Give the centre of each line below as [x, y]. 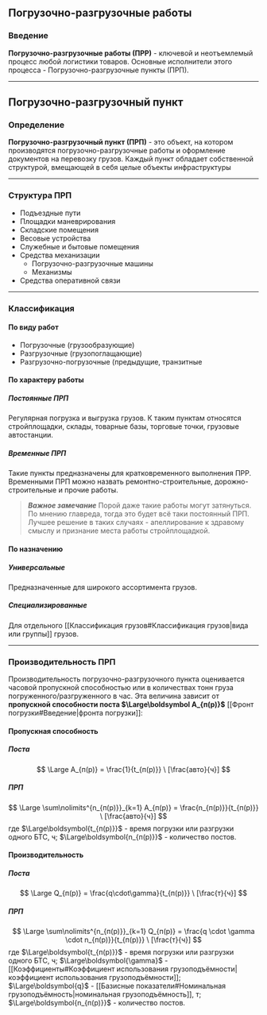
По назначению [36, 549]
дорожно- [231, 482]
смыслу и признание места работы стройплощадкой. [119, 531]
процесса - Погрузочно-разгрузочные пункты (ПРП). [99, 70]
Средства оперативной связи [70, 280]
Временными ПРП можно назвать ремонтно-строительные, [110, 482]
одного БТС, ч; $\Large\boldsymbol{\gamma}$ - [88, 961]
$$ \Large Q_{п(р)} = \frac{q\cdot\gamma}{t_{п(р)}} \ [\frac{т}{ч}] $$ [133, 893]
